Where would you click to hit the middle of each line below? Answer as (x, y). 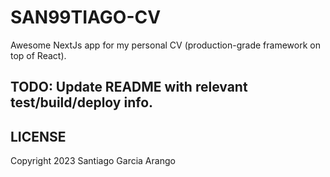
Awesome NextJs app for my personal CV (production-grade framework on (165, 45)
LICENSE (38, 136)
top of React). (38, 55)
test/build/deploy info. (82, 102)
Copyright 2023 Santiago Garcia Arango (93, 161)
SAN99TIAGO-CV (86, 17)
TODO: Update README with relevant (129, 87)
